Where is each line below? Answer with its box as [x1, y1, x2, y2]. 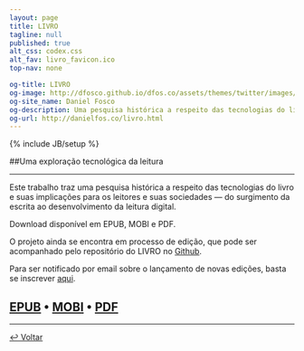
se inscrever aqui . [9, 273, 76, 284]
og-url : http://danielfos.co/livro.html [9, 114, 165, 123]
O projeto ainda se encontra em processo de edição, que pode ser [9, 236, 258, 247]
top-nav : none [9, 64, 63, 73]
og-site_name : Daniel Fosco [9, 97, 116, 106]
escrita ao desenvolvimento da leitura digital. [9, 201, 176, 213]
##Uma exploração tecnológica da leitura [9, 156, 164, 167]
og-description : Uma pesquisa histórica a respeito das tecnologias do [9, 105, 285, 114]
